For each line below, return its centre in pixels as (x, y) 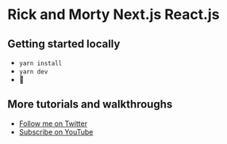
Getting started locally (64, 44)
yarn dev (33, 72)
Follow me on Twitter (53, 123)
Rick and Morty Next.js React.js (113, 15)
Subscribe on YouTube (56, 131)
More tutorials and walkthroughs (90, 104)
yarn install (40, 63)
